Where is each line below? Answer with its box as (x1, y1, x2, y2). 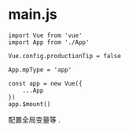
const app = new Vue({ (8, 79, 83, 87)
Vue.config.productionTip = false (8, 52, 122, 60)
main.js (8, 5, 57, 24)
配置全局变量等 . (8, 115, 61, 124)
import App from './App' (8, 38, 90, 46)
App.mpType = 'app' (8, 65, 72, 74)
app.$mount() (8, 100, 51, 108)
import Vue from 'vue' (8, 31, 83, 39)
